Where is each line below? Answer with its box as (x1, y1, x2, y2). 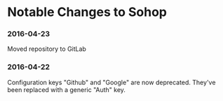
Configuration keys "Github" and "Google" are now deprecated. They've (7, 78, 216, 86)
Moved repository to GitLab (7, 45, 86, 53)
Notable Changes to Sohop (7, 4, 167, 20)
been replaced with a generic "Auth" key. (7, 85, 126, 94)
